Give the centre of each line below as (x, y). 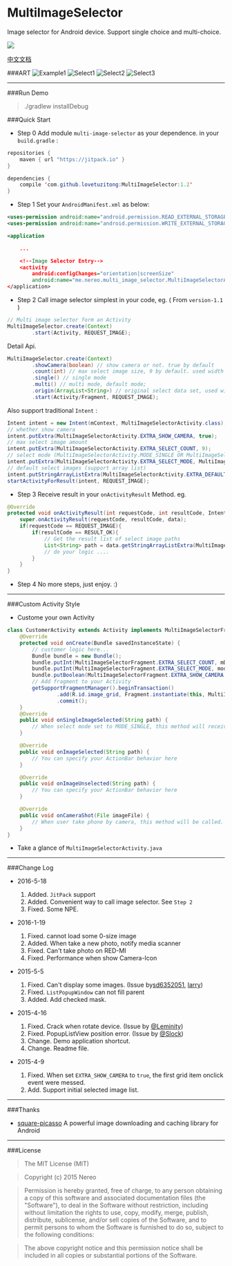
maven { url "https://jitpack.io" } (72, 159)
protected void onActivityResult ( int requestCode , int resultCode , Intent (117, 513)
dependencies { (29, 178)
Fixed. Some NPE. (53, 909)
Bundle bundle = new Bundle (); (77, 656)
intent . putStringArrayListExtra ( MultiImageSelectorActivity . (97, 474)
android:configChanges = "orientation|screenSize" (103, 274)
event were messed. (56, 1083)
